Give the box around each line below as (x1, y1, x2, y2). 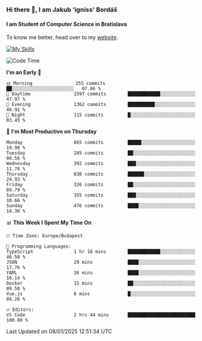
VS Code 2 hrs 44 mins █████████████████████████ (6, 312, 196, 318)
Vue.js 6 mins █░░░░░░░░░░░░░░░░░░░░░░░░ (6, 291, 196, 297)
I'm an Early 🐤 (6, 69, 42, 76)
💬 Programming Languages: (6, 243, 71, 249)
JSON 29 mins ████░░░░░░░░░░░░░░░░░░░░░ (6, 259, 196, 266)
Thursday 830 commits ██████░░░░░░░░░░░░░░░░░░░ (6, 171, 196, 177)
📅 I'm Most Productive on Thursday (6, 128, 97, 135)
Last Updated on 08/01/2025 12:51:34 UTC (6, 328, 113, 335)
